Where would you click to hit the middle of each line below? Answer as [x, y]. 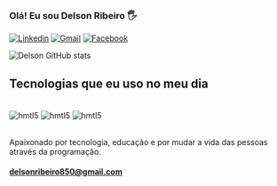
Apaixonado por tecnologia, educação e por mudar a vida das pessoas [138, 142]
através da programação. [55, 151]
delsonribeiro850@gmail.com [66, 172]
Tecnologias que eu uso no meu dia [109, 83]
